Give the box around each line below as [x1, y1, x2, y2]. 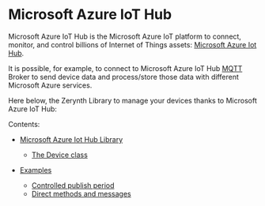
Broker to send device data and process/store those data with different [8, 72, 239, 81]
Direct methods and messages [31, 189, 132, 198]
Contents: [8, 119, 40, 129]
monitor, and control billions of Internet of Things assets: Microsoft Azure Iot [8, 39, 257, 49]
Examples [19, 165, 52, 174]
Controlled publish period [31, 180, 115, 190]
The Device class [31, 150, 89, 159]
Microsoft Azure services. [8, 81, 93, 90]
